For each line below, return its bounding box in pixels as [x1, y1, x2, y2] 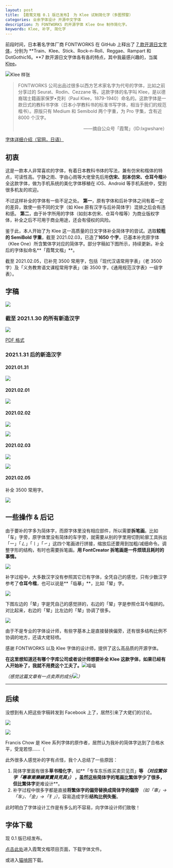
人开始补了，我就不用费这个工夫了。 [5, 662, 82, 668]
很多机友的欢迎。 [5, 186, 42, 193]
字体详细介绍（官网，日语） [5, 137, 64, 143]
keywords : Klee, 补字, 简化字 [5, 27, 66, 32]
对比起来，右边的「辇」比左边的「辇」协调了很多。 [5, 607, 113, 613]
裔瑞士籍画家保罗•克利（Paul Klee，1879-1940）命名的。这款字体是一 [17, 96, 166, 102]
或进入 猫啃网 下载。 [5, 857, 46, 863]
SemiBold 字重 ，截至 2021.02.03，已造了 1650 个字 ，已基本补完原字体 [11, 234, 160, 240]
